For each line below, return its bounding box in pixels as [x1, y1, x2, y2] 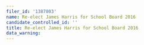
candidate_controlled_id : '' [6, 19, 78, 25]
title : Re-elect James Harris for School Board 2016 [6, 25, 139, 31]
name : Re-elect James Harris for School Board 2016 [6, 14, 136, 20]
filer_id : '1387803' [6, 8, 57, 15]
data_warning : [6, 30, 41, 36]
